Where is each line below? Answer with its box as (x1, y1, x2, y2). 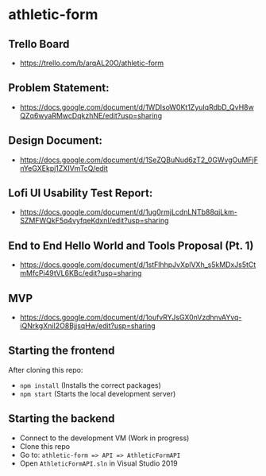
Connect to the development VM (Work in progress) (19, 433, 190, 443)
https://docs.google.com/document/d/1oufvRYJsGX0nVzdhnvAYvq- (19, 312, 242, 323)
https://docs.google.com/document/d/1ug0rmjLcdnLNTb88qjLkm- (19, 207, 238, 217)
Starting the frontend (8, 344, 115, 358)
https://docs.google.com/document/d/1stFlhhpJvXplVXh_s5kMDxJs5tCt (19, 260, 256, 269)
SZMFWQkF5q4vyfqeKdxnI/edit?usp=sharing (19, 216, 169, 226)
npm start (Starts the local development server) (19, 389, 176, 398)
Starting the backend (8, 412, 115, 426)
